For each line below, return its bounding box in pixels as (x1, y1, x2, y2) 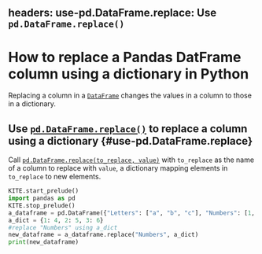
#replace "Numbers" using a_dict (8, 223, 118, 231)
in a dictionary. (8, 99, 57, 109)
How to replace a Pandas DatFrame (8, 48, 242, 66)
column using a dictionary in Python (8, 64, 249, 83)
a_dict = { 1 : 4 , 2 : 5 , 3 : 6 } (8, 216, 104, 224)
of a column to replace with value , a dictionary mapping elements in (8, 164, 228, 173)
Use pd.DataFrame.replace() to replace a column (8, 122, 248, 135)
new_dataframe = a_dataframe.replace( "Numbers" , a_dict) (8, 231, 199, 239)
